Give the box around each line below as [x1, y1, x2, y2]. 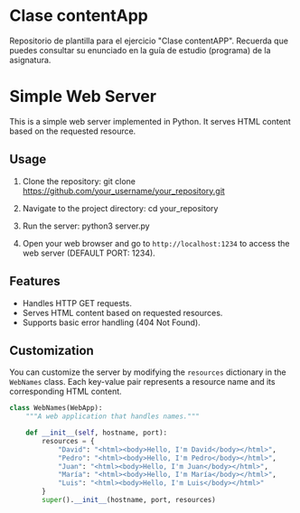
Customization [9, 342, 95, 358]
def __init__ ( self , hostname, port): [25, 428, 168, 438]
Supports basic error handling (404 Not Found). [22, 317, 201, 328]
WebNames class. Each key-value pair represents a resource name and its [9, 377, 276, 387]
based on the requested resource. [9, 126, 136, 136]
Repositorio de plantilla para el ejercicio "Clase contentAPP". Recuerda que [9, 35, 289, 46]
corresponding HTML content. [9, 386, 122, 397]
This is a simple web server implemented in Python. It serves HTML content [9, 116, 291, 126]
